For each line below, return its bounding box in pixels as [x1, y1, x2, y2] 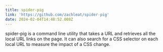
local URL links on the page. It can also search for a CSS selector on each [5, 36, 158, 42]
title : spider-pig [5, 7, 44, 13]
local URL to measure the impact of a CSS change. [5, 41, 111, 47]
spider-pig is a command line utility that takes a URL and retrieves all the [5, 31, 156, 37]
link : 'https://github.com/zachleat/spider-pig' [5, 12, 110, 17]
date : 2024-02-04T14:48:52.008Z [5, 17, 73, 22]
